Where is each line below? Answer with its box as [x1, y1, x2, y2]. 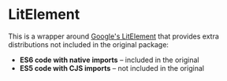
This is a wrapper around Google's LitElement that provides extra [8, 31, 219, 41]
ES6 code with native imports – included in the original [19, 55, 199, 64]
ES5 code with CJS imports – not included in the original [19, 63, 205, 72]
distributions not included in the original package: [8, 39, 169, 49]
